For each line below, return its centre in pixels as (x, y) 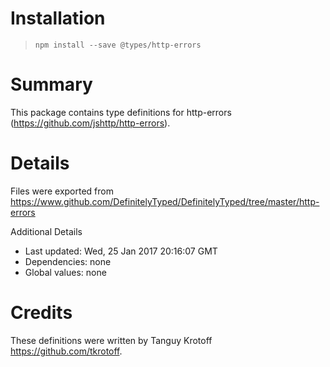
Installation (58, 18)
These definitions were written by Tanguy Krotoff (111, 340)
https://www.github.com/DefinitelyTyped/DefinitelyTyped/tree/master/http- (165, 201)
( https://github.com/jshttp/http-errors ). (90, 123)
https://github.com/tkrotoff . (66, 351)
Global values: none (65, 272)
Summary (51, 84)
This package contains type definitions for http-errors (121, 112)
